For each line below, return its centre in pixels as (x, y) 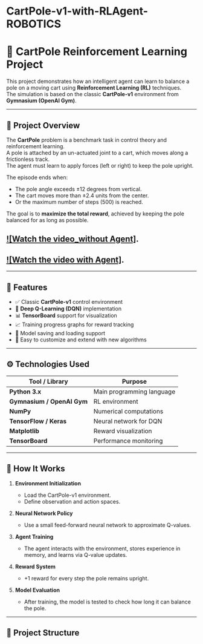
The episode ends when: (37, 177)
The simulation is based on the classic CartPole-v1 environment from (93, 94)
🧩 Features (27, 287)
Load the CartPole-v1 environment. (67, 495)
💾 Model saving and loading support (60, 333)
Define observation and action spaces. (72, 501)
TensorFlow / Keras (38, 421)
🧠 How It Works (36, 469)
